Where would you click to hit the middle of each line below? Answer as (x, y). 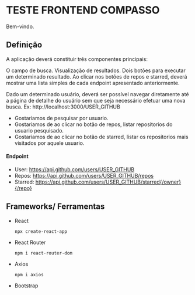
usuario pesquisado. (39, 130)
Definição (24, 45)
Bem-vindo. (20, 26)
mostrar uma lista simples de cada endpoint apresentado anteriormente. (93, 83)
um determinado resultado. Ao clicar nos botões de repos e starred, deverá (97, 76)
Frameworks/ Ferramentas (55, 207)
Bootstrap (26, 286)
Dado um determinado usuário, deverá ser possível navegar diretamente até (97, 94)
